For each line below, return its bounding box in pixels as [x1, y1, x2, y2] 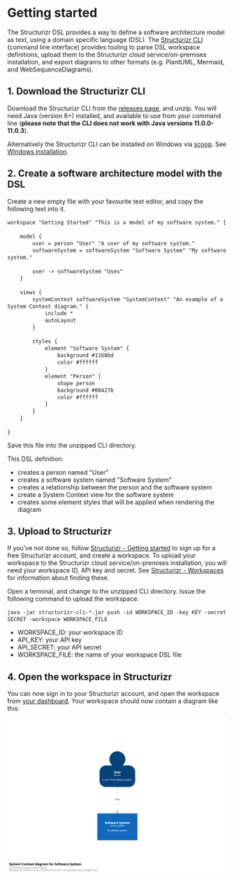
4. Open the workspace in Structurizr [7, 671, 173, 683]
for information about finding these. [7, 573, 110, 582]
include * [44, 310, 73, 317]
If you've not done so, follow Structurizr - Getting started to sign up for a [7, 544, 216, 552]
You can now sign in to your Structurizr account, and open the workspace [7, 689, 220, 698]
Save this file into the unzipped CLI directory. [7, 441, 137, 449]
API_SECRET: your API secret [17, 643, 102, 652]
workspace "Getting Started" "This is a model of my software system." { [7, 219, 227, 226]
